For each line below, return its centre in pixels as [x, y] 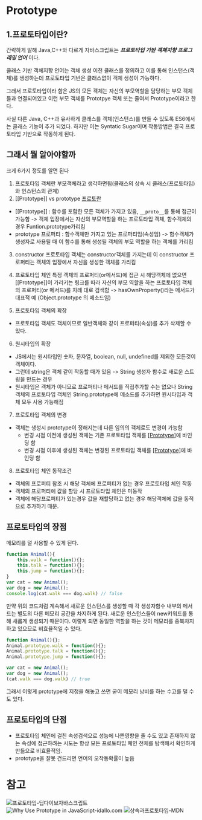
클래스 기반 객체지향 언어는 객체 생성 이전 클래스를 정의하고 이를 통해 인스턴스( [98, 70]
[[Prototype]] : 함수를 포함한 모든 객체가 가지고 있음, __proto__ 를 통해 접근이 [106, 211]
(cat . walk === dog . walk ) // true [48, 679]
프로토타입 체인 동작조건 [43, 470]
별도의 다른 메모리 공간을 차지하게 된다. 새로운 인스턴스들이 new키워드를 [102, 613]
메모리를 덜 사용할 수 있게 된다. [43, 542]
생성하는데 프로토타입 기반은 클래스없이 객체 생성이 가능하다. [90, 78]
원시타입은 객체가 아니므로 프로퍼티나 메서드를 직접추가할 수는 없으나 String [104, 386]
